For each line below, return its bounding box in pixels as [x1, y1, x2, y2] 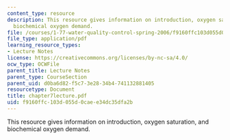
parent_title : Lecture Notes [7, 67, 90, 74]
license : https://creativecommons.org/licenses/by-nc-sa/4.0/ [7, 55, 188, 61]
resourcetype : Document [7, 86, 75, 93]
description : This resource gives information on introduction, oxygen [7, 16, 216, 23]
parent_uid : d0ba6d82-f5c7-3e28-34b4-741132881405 [7, 80, 155, 87]
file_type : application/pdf [7, 36, 88, 42]
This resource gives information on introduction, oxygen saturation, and [7, 117, 209, 126]
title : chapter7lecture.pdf [7, 93, 88, 100]
